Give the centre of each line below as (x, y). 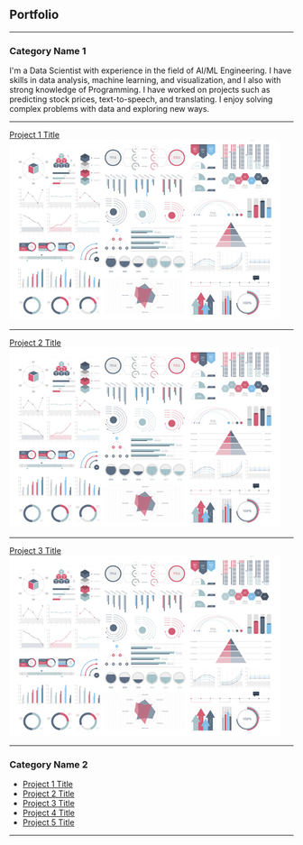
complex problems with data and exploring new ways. (110, 109)
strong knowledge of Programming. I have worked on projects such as (140, 90)
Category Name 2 (49, 765)
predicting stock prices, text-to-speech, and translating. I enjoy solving (141, 99)
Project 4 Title (48, 813)
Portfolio (34, 15)
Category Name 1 (48, 51)
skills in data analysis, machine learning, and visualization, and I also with (145, 80)
